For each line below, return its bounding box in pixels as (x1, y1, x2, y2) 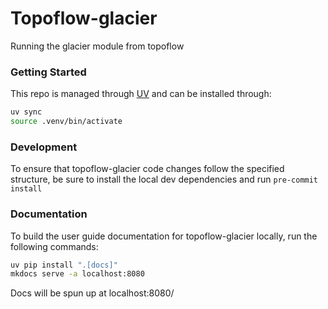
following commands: (10, 240, 99, 252)
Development (10, 140, 78, 154)
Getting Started (10, 65, 87, 79)
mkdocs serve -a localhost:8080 (10, 269, 145, 279)
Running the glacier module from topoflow (10, 40, 185, 52)
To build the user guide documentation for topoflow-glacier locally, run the (10, 230, 318, 242)
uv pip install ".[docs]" (10, 260, 118, 270)
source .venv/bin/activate (10, 117, 123, 127)
